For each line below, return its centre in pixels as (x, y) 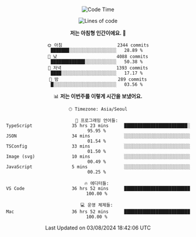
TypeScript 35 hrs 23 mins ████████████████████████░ (98, 126)
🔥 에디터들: (97, 183)
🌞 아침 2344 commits (98, 45)
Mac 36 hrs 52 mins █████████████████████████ (98, 212)
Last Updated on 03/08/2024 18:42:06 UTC (98, 228)
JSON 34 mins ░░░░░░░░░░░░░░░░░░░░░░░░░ (98, 136)
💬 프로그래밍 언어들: (97, 121)
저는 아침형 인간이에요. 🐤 (98, 33)
